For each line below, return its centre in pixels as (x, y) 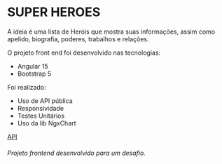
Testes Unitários (41, 116)
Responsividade (41, 108)
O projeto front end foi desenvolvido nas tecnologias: (84, 53)
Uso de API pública (45, 101)
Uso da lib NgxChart (47, 123)
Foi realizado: (27, 87)
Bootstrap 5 (34, 74)
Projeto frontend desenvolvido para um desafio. (76, 153)
